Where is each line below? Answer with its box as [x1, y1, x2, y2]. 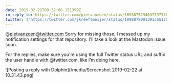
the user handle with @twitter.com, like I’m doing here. [5, 57, 120, 63]
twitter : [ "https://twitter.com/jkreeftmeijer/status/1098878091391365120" [5, 17, 170, 22]
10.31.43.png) [5, 72, 34, 78]
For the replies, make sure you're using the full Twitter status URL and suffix [5, 51, 165, 58]
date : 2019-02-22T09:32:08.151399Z [5, 7, 81, 13]
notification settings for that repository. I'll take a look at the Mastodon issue [5, 36, 166, 42]
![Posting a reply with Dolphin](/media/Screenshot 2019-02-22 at [5, 67, 143, 73]
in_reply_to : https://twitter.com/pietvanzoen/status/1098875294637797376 [5, 12, 168, 17]
